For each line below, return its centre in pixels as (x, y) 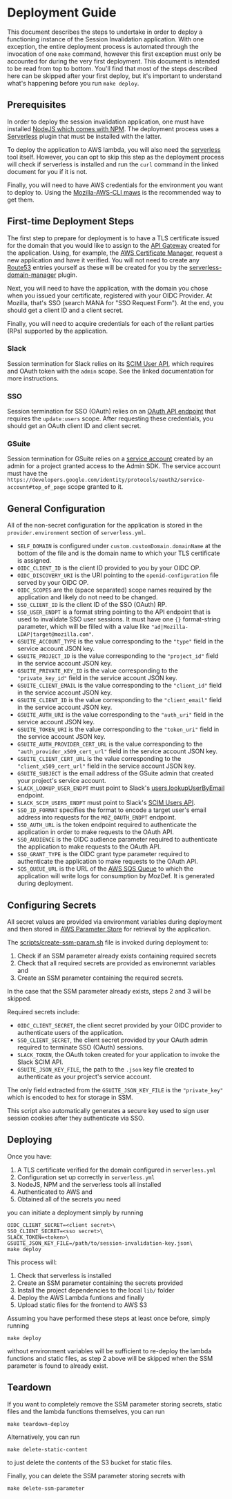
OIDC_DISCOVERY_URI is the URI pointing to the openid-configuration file (118, 575)
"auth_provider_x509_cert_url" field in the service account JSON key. (117, 751)
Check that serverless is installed (64, 1275)
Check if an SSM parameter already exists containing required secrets (117, 956)
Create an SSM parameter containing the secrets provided (100, 1283)
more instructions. (33, 378)
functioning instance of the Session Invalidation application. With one (106, 39)
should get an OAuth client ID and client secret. (74, 426)
